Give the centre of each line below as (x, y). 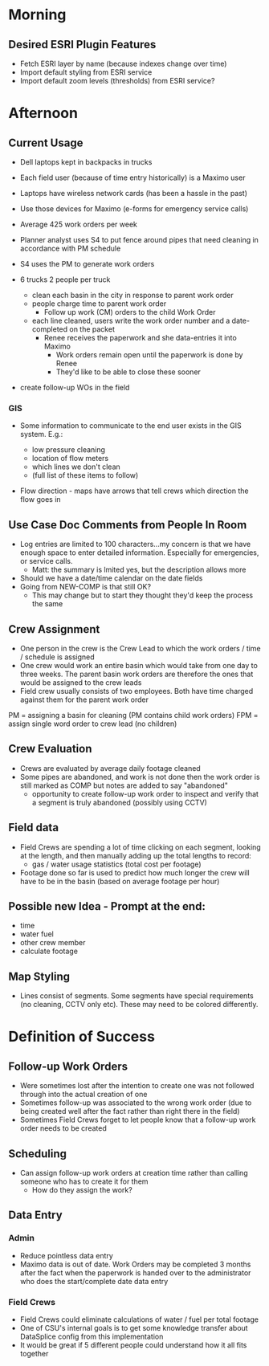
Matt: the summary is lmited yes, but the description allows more (139, 570)
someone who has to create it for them (84, 1181)
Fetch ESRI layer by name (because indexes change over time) (123, 63)
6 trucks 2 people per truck (65, 279)
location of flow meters (70, 459)
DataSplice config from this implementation (92, 1336)
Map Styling (39, 976)
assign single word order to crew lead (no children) (93, 724)
